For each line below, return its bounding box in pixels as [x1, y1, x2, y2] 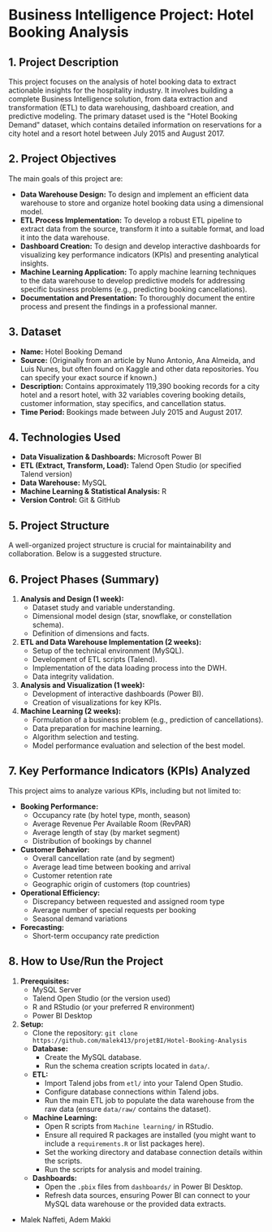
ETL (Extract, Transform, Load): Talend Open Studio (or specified [19, 460, 242, 470]
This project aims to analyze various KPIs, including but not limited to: [8, 785, 241, 795]
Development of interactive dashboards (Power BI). [32, 689, 205, 699]
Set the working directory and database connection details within [44, 1147, 263, 1156]
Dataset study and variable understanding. [32, 603, 175, 612]
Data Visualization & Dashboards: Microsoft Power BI [19, 452, 201, 462]
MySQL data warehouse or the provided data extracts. [44, 1199, 227, 1208]
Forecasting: [19, 922, 65, 932]
